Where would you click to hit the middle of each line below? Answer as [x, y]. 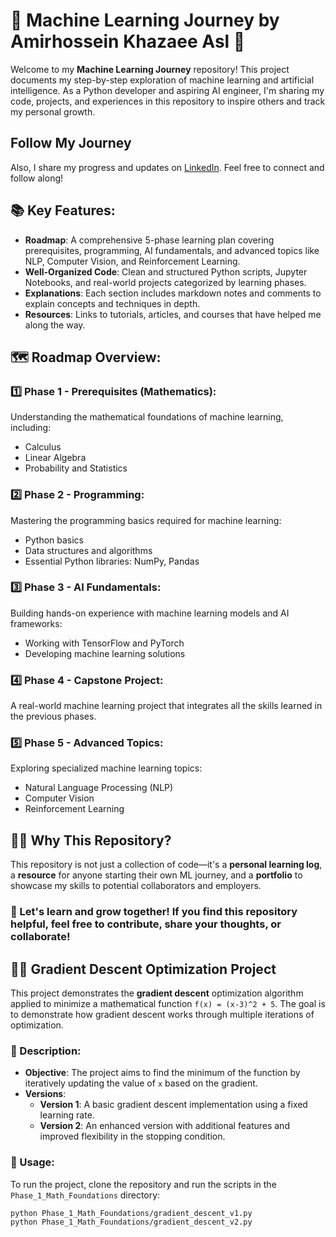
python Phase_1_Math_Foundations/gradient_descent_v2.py [131, 1222]
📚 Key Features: [63, 210]
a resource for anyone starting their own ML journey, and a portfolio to [156, 875]
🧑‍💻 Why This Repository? [91, 840]
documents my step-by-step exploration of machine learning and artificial [162, 80]
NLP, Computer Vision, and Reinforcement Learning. [132, 261]
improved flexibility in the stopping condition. [132, 1136]
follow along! [37, 178]
